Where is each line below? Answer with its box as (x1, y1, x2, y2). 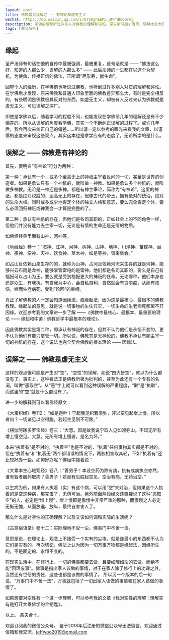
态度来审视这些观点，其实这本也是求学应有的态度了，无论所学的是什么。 (14, 132, 164, 138)
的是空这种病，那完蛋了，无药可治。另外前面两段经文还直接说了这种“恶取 (9, 491, 162, 497)
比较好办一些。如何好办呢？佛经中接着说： (5, 456, 94, 462)
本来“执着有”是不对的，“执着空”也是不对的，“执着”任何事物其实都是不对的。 (5, 444, 162, 450)
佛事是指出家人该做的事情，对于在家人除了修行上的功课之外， (35, 565, 163, 571)
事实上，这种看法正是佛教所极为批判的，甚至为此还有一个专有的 (22, 376, 155, 382)
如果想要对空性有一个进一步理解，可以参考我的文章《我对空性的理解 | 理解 (5, 595, 159, 601)
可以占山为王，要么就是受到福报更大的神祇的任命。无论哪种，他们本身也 (14, 273, 164, 279)
